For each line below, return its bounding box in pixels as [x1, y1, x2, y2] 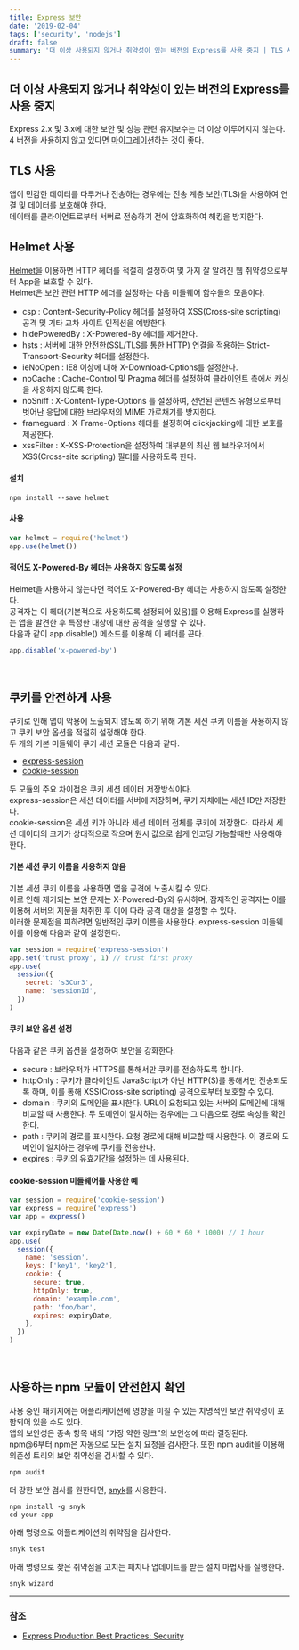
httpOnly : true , [32, 1285, 93, 1295]
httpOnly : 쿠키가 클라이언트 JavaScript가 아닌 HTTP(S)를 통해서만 [21, 1075, 257, 1086]
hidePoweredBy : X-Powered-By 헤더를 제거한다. [21, 328, 198, 339]
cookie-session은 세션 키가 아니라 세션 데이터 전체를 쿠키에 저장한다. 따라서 [9, 817, 274, 827]
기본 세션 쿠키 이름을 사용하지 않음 [9, 861, 126, 872]
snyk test [9, 1544, 46, 1554]
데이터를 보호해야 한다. [28, 200, 107, 210]
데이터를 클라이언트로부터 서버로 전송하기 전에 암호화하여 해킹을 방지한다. [9, 210, 264, 221]
